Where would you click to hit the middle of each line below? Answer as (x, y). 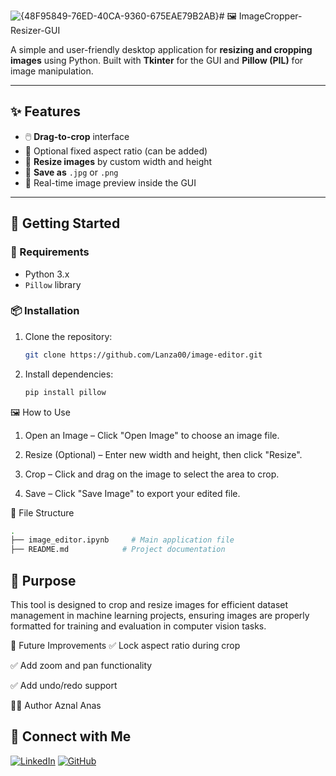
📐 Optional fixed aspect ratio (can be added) (116, 151)
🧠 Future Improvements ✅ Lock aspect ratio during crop (125, 645)
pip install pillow (65, 392)
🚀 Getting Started (65, 223)
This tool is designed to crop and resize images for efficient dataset (149, 604)
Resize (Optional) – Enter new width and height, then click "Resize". (163, 454)
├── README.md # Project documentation (118, 550)
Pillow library (53, 284)
